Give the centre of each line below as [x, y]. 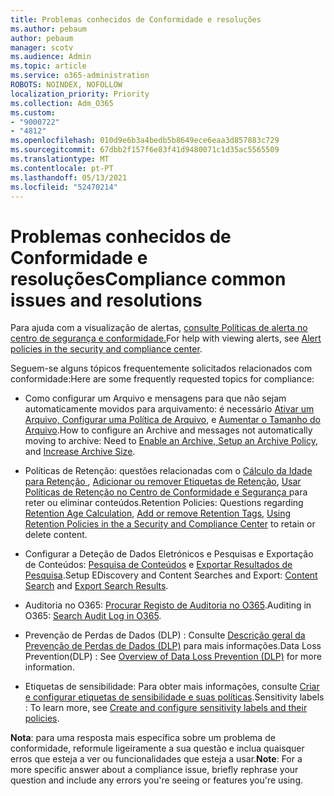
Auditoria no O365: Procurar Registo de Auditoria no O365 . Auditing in [168, 605]
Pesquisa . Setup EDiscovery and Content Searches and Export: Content [171, 575]
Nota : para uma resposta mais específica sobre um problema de [143, 738]
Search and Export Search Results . [96, 586]
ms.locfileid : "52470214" [64, 187]
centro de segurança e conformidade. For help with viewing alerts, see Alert [166, 338]
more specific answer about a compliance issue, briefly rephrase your [154, 770]
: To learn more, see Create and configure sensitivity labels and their [166, 708]
